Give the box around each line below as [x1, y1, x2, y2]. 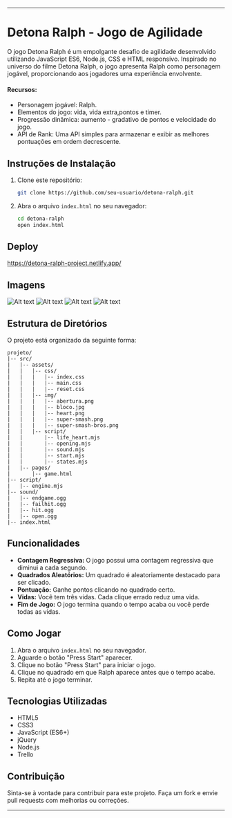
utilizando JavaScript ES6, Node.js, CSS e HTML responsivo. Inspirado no [7, 55, 217, 63]
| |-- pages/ [7, 464, 51, 471]
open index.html [17, 221, 64, 228]
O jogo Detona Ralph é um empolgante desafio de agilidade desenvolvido [7, 47, 216, 55]
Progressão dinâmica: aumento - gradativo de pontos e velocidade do [17, 116, 216, 124]
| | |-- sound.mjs [7, 446, 85, 453]
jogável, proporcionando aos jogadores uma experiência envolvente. [7, 69, 202, 78]
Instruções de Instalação [7, 157, 116, 170]
